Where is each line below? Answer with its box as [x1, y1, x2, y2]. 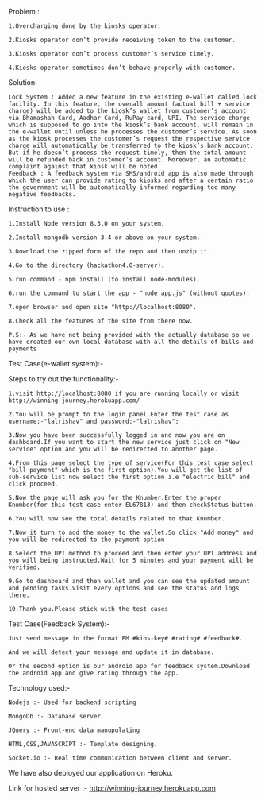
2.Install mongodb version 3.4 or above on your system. [8, 234, 201, 242]
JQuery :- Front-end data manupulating [8, 726, 140, 734]
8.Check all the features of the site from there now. [8, 317, 194, 325]
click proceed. [8, 480, 59, 488]
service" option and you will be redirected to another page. [8, 445, 218, 453]
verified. [8, 563, 41, 571]
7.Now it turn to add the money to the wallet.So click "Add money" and [8, 528, 254, 536]
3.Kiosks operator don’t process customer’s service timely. [8, 50, 215, 58]
